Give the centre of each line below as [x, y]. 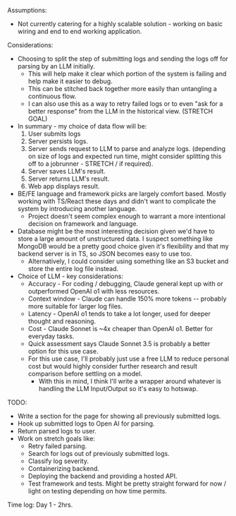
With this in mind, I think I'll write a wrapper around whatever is [130, 381]
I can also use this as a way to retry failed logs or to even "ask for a [125, 104]
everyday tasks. [51, 336]
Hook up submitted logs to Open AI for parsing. [86, 424]
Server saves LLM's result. [67, 171]
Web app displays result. [64, 186]
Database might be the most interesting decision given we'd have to [116, 231]
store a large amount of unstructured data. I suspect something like [115, 239]
